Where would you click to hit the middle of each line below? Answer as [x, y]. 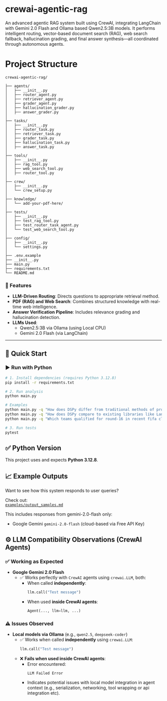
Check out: [16, 500]
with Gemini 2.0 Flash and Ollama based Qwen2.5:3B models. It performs [80, 28]
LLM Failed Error [45, 673]
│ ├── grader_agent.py [31, 103]
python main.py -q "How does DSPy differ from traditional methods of [80, 410]
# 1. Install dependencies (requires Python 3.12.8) [61, 378]
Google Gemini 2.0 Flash [38, 572]
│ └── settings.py [27, 247]
